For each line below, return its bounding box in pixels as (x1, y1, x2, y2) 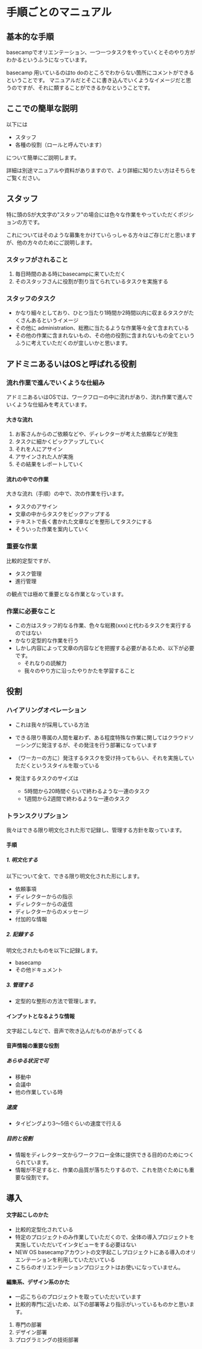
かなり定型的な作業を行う (14, 637, 79, 644)
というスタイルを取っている (31, 762, 100, 769)
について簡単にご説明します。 (6, 153, 80, 161)
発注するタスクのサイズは (14, 774, 79, 782)
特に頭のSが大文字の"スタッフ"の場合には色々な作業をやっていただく (6, 211, 178, 218)
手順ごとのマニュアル (6, 5, 112, 19)
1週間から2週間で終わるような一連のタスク (24, 795, 130, 802)
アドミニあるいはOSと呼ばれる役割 (6, 359, 137, 369)
